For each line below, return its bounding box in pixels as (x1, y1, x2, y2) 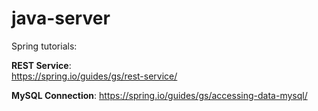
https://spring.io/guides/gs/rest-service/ (11, 70, 178, 82)
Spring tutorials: (11, 40, 78, 52)
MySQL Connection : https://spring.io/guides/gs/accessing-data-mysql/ (11, 89, 308, 101)
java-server (11, 7, 111, 30)
